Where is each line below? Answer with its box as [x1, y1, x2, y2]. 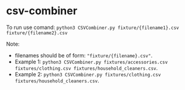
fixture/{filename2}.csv [6, 30, 68, 36]
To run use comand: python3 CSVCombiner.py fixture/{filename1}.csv [6, 24, 180, 31]
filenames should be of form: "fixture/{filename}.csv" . [14, 52, 153, 59]
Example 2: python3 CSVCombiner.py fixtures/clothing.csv [14, 70, 161, 78]
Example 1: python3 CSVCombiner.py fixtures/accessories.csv [14, 58, 168, 65]
